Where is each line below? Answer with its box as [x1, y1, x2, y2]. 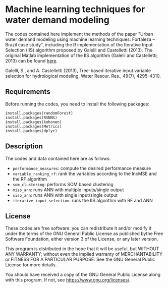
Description [5, 142, 43, 151]
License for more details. [5, 262, 57, 268]
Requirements [5, 87, 50, 96]
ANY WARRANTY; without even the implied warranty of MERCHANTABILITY [5, 251, 163, 257]
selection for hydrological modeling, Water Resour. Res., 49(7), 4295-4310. [5, 73, 161, 79]
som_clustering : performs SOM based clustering [12, 181, 114, 187]
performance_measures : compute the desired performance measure [12, 165, 151, 171]
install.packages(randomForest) [5, 110, 73, 116]
